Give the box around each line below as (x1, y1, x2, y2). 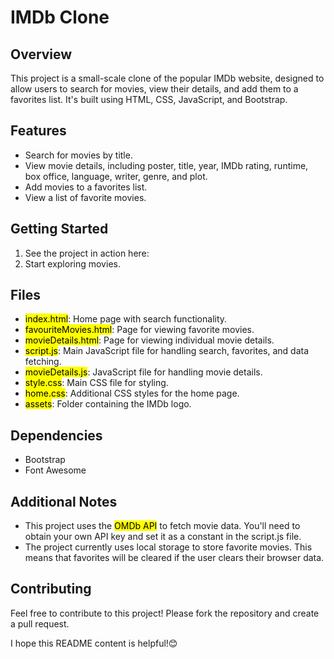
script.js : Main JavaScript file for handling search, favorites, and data (24, 345, 309, 357)
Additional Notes (10, 493, 118, 510)
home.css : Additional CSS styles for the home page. (24, 387, 240, 400)
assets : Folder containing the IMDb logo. (24, 398, 192, 410)
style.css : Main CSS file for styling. (24, 377, 169, 389)
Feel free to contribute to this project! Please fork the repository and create (10, 607, 320, 619)
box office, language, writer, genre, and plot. (24, 170, 208, 182)
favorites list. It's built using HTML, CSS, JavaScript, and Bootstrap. (10, 94, 288, 105)
